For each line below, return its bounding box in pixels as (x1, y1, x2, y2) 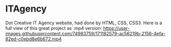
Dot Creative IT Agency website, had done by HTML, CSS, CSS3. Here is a (5, 20, 162, 26)
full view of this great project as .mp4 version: (5, 25, 102, 31)
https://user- (103, 25, 130, 31)
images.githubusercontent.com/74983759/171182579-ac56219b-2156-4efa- (5, 30, 165, 36)
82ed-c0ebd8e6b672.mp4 (5, 36, 62, 42)
